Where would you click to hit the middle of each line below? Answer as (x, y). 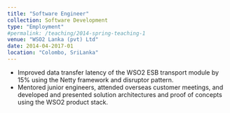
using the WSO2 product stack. (63, 102)
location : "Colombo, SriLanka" (53, 53)
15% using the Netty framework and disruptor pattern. (95, 80)
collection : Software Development (58, 20)
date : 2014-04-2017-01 (40, 46)
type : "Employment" (36, 27)
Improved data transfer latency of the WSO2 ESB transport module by (118, 72)
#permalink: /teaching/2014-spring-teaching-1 (76, 33)
